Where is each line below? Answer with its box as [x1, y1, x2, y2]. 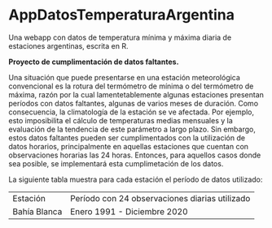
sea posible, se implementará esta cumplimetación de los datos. [8, 158, 224, 168]
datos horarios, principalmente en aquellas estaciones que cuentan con [8, 141, 249, 151]
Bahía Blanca [12, 205, 63, 217]
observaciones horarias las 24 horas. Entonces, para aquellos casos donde [8, 150, 261, 160]
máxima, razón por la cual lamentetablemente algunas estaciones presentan [8, 89, 265, 99]
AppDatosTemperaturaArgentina [8, 6, 235, 24]
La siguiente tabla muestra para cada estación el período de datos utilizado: [8, 174, 263, 184]
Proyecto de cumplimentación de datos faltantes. [8, 57, 179, 67]
